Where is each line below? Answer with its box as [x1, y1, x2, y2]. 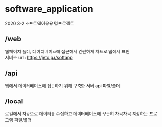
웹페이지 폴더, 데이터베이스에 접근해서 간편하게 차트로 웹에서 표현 [5, 48, 130, 54]
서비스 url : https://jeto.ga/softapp [5, 54, 73, 60]
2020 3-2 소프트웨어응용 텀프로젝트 [5, 20, 75, 26]
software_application [5, 3, 93, 15]
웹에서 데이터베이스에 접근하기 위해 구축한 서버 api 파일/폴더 [5, 82, 120, 89]
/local [5, 97, 23, 105]
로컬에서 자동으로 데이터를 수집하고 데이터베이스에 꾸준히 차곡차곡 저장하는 [5, 111, 148, 117]
